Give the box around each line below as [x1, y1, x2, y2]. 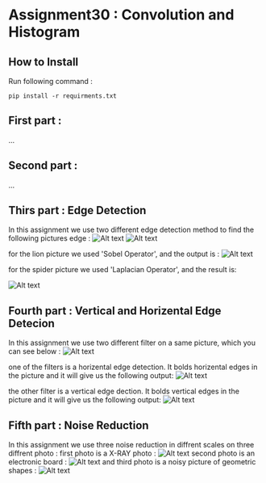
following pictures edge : [8, 233, 91, 243]
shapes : [8, 466, 37, 476]
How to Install [8, 55, 79, 69]
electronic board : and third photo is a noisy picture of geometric [8, 457, 256, 467]
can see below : [8, 346, 61, 356]
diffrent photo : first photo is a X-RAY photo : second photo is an [8, 448, 256, 458]
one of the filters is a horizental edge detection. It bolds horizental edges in [8, 362, 258, 372]
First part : [8, 114, 62, 128]
